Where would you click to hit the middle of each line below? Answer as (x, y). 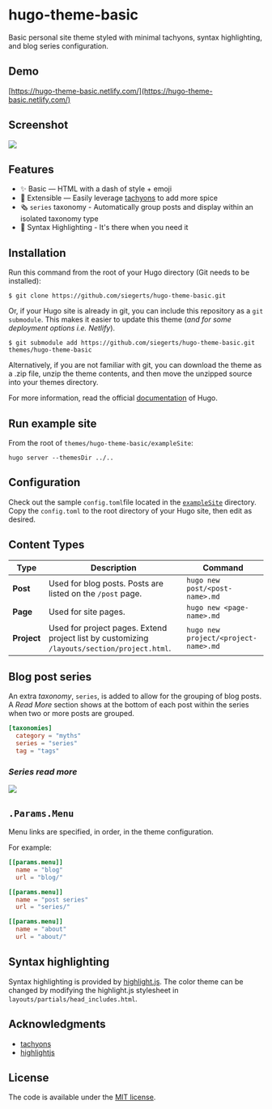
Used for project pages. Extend (108, 628)
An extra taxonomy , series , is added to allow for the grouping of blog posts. (135, 696)
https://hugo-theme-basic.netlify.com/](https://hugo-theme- (112, 91)
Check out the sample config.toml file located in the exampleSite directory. (132, 502)
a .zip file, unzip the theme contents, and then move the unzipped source (130, 373)
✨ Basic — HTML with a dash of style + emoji (96, 189)
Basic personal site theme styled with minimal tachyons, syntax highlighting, (136, 37)
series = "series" (47, 744)
